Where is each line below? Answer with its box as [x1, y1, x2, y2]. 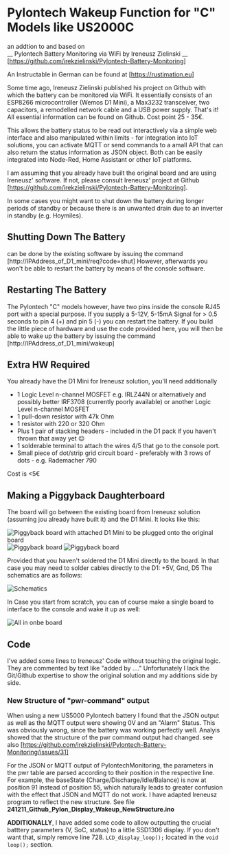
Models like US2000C [7, 19, 135, 35]
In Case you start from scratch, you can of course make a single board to [7, 598, 214, 606]
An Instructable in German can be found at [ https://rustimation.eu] [7, 70, 194, 78]
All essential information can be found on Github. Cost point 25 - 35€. [7, 112, 205, 121]
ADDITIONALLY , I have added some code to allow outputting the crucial [7, 819, 211, 827]
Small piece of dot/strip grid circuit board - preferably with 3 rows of [16, 449, 211, 457]
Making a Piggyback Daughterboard [7, 489, 165, 501]
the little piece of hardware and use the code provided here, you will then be [7, 324, 223, 332]
